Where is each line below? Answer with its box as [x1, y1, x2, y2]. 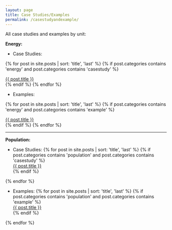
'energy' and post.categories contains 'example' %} [5, 107, 115, 113]
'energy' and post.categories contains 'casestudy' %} [5, 66, 119, 72]
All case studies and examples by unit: [5, 31, 86, 37]
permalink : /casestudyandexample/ [5, 17, 79, 22]
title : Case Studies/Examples [5, 12, 70, 17]
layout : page [5, 7, 33, 13]
